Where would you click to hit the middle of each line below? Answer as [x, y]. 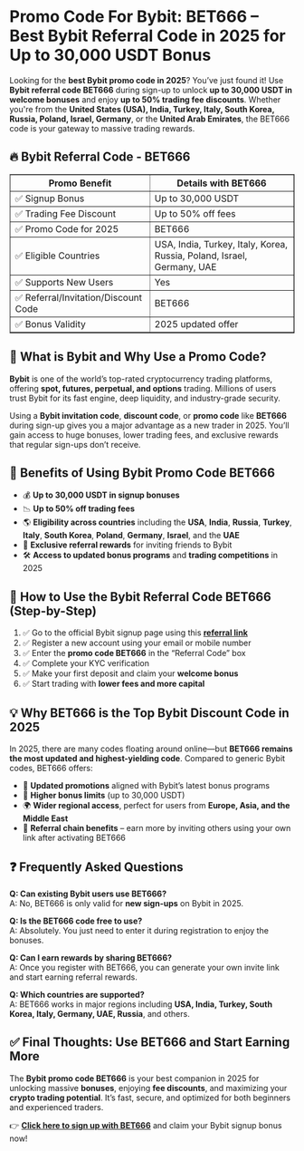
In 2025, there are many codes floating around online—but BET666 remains [151, 749]
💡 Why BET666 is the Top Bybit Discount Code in [149, 713]
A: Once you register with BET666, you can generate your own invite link [145, 967]
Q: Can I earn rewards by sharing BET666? [91, 957]
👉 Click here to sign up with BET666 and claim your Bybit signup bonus [146, 1125]
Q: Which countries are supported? [77, 994]
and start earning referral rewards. [74, 977]
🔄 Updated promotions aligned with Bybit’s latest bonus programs [146, 785]
